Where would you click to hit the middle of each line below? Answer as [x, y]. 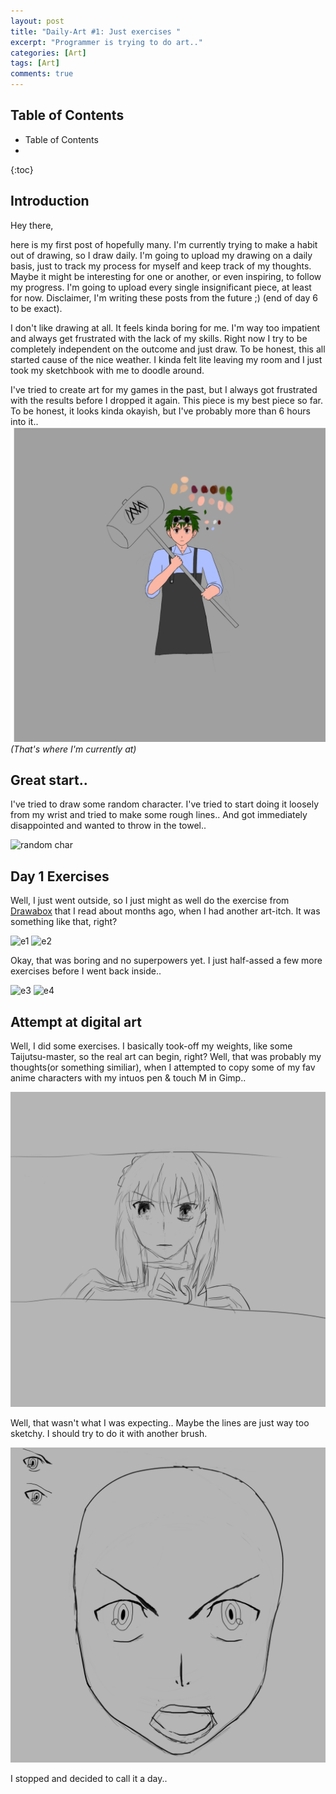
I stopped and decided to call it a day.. [89, 1779]
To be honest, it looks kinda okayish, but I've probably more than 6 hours [160, 411]
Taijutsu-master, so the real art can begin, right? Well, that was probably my [166, 1057]
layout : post [37, 21]
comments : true [42, 74]
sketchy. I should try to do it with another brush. [109, 1434]
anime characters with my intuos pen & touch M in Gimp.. [128, 1078]
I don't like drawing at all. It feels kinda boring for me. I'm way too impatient [165, 327]
